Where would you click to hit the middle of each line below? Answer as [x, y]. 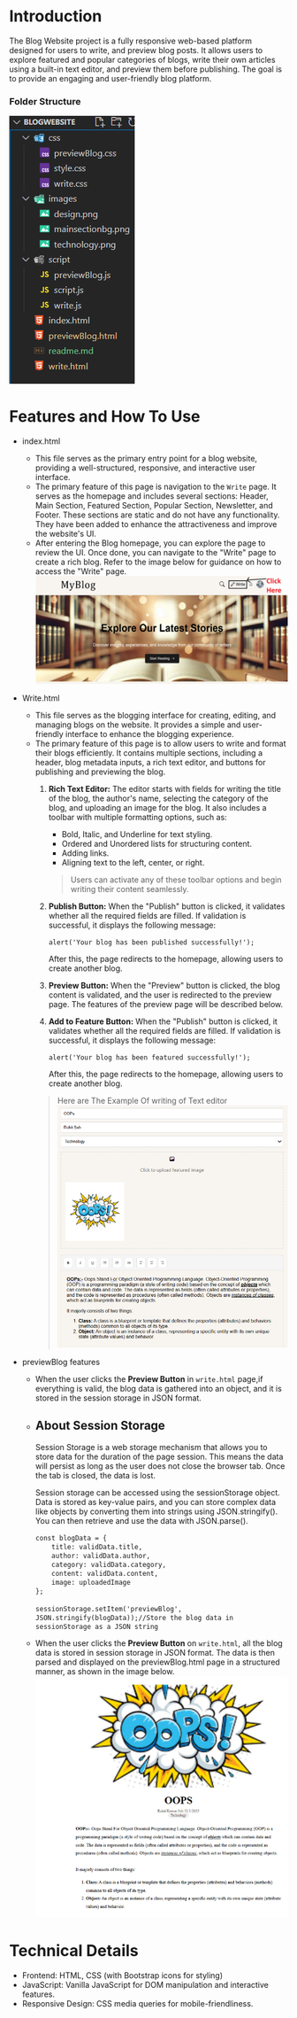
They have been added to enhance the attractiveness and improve [156, 524]
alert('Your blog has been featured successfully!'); [149, 1057]
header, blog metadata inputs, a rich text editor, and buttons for [150, 762]
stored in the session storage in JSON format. [118, 1398]
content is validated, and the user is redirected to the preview [160, 995]
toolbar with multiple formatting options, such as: [137, 817]
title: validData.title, [97, 1547]
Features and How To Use [105, 417]
